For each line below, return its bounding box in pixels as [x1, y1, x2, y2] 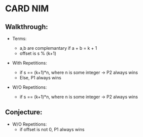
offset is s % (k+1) [19, 50, 57, 56]
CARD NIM [5, 3, 49, 14]
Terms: [12, 35, 27, 41]
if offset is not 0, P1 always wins [19, 126, 85, 132]
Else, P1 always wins [19, 75, 62, 80]
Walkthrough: [5, 23, 48, 31]
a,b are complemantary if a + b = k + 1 [19, 45, 97, 51]
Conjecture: [5, 108, 43, 116]
